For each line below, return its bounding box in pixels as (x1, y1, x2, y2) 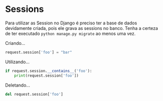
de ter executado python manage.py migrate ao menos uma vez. (5, 30, 136, 36)
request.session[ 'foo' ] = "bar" (5, 50, 72, 55)
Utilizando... (5, 59, 30, 65)
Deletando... (5, 82, 30, 88)
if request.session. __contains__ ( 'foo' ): (5, 68, 92, 73)
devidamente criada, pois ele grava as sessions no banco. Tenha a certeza (5, 25, 158, 31)
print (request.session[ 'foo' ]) (14, 73, 79, 78)
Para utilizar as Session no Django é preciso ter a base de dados (5, 20, 138, 26)
